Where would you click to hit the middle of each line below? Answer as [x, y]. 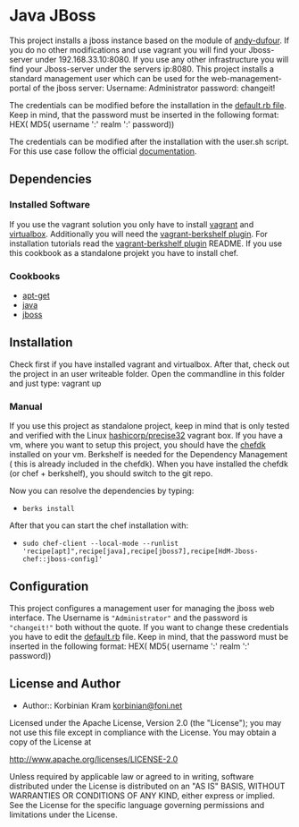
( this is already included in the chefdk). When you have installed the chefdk [149, 464]
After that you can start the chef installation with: [99, 525]
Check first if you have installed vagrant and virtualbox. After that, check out [149, 364]
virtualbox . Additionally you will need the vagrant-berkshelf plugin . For [138, 234]
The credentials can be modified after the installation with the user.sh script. [149, 141]
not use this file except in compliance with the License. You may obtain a [143, 732]
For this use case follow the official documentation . [103, 151]
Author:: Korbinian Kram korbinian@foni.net [102, 705]
